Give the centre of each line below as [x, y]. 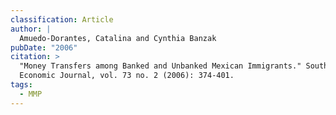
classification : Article [62, 19]
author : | [31, 29]
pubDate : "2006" [44, 47]
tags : [21, 85]
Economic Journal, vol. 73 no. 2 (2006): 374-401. [127, 76]
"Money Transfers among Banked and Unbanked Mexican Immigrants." [160, 66]
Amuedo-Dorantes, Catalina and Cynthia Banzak [118, 38]
